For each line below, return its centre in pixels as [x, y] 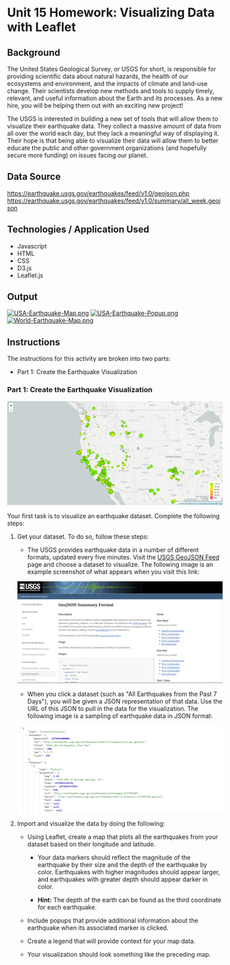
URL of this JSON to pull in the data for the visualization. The [113, 709]
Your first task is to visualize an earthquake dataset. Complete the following [114, 516]
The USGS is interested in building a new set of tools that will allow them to [113, 119]
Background [34, 53]
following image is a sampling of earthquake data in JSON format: [120, 716]
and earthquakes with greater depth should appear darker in [123, 879]
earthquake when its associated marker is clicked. [98, 928]
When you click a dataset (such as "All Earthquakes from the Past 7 [122, 694]
